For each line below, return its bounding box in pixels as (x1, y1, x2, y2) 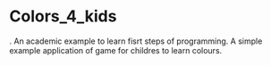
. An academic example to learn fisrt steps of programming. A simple (9, 36, 263, 46)
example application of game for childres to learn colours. (9, 45, 223, 55)
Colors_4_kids (9, 6, 117, 27)
